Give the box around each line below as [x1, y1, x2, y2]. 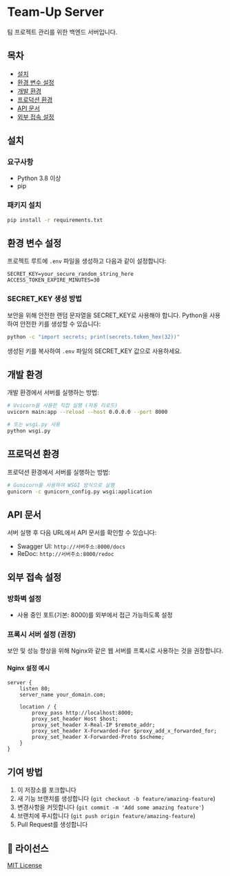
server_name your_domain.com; [19, 691, 107, 699]
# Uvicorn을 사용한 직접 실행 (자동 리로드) [7, 402, 118, 409]
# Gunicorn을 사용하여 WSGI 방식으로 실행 [7, 481, 115, 488]
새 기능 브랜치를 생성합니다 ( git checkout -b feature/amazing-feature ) [17, 795, 216, 803]
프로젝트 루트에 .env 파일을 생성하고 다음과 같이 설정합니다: [7, 257, 167, 266]
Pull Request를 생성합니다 [17, 820, 88, 828]
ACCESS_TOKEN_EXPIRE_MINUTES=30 [7, 277, 100, 283]
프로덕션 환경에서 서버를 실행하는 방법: [7, 468, 110, 476]
